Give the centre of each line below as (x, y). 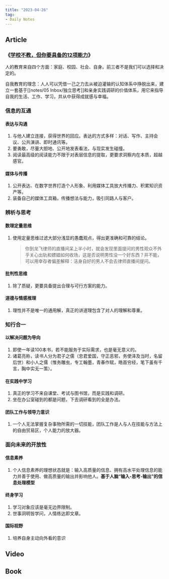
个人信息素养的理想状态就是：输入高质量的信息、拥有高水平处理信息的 (85, 470)
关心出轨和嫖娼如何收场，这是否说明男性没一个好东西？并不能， (96, 254)
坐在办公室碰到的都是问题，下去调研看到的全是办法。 (68, 400)
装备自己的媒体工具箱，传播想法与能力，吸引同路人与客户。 (74, 198)
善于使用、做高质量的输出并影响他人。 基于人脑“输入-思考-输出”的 (90, 476)
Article (16, 40)
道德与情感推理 (21, 298)
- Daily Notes (20, 19)
